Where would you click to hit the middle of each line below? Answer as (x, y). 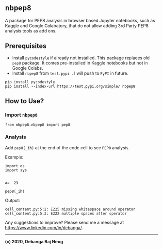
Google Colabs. (27, 68)
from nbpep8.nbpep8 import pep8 (38, 125)
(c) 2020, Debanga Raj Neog (34, 241)
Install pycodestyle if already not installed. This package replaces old (81, 58)
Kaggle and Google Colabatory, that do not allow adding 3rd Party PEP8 (77, 26)
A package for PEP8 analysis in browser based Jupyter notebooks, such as (80, 20)
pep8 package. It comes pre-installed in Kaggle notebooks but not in (80, 63)
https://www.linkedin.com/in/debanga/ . (44, 227)
